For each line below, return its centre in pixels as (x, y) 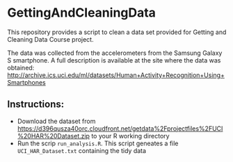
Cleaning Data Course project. (50, 39)
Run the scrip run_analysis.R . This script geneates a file (98, 143)
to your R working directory (130, 136)
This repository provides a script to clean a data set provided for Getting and (117, 32)
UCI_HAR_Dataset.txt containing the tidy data (82, 150)
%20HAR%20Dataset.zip (54, 136)
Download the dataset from (56, 121)
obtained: (21, 67)
